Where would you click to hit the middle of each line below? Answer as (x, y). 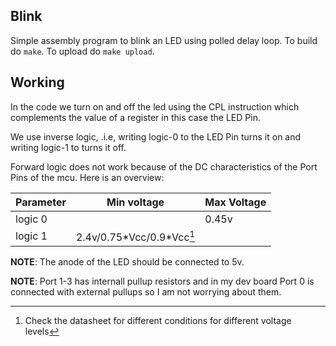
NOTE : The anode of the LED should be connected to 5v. (127, 261)
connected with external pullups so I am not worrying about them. (146, 291)
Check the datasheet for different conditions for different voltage (158, 320)
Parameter (41, 202)
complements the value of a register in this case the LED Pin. (135, 117)
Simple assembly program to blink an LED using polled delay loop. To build (164, 40)
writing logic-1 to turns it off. (68, 147)
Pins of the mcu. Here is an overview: (87, 177)
